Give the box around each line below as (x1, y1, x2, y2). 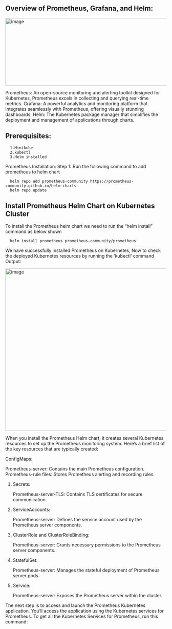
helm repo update (10, 187, 47, 193)
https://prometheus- (90, 179, 134, 184)
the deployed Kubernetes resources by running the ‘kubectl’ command (5, 253, 155, 259)
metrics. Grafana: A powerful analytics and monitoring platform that (5, 100, 148, 107)
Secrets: (12, 481, 31, 487)
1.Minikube (10, 145, 33, 150)
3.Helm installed (10, 154, 47, 160)
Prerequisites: (5, 132, 51, 141)
